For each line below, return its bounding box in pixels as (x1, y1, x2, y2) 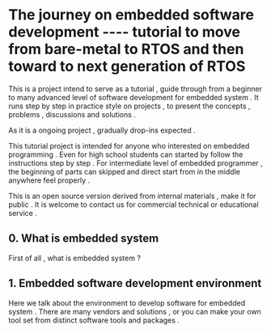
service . (8, 208, 38, 217)
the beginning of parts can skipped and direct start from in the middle (8, 166, 241, 176)
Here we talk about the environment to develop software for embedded (8, 297, 245, 308)
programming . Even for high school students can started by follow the (8, 150, 243, 159)
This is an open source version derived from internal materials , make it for (8, 191, 256, 200)
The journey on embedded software (8, 6, 255, 24)
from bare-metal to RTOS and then (8, 40, 244, 58)
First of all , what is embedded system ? (8, 253, 142, 263)
